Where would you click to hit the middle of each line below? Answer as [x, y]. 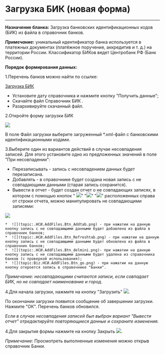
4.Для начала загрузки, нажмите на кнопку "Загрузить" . [68, 292]
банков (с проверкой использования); [44, 259]
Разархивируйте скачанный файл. [48, 106]
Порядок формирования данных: [41, 67]
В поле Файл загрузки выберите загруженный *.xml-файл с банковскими [82, 134]
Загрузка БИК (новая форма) [68, 9]
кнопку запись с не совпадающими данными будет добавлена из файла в [78, 229]
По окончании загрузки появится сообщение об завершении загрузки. [79, 301]
